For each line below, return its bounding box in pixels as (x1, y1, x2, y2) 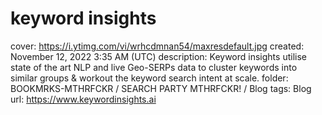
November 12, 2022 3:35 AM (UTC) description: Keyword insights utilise (10, 50, 307, 62)
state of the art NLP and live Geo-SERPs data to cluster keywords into (10, 61, 298, 73)
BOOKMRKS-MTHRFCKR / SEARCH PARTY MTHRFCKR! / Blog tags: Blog (10, 82, 312, 94)
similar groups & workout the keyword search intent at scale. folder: (10, 72, 289, 84)
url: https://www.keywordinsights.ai (10, 93, 157, 105)
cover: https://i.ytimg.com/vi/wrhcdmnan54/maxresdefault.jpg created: (10, 40, 305, 52)
